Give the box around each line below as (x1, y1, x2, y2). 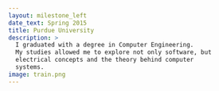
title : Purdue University (8, 26, 94, 34)
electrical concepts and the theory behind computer (15, 56, 194, 64)
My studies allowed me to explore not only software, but (15, 48, 213, 56)
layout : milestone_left (8, 11, 88, 20)
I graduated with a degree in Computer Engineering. (15, 41, 194, 49)
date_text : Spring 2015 (8, 19, 88, 27)
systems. (15, 63, 45, 71)
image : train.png (8, 70, 66, 78)
